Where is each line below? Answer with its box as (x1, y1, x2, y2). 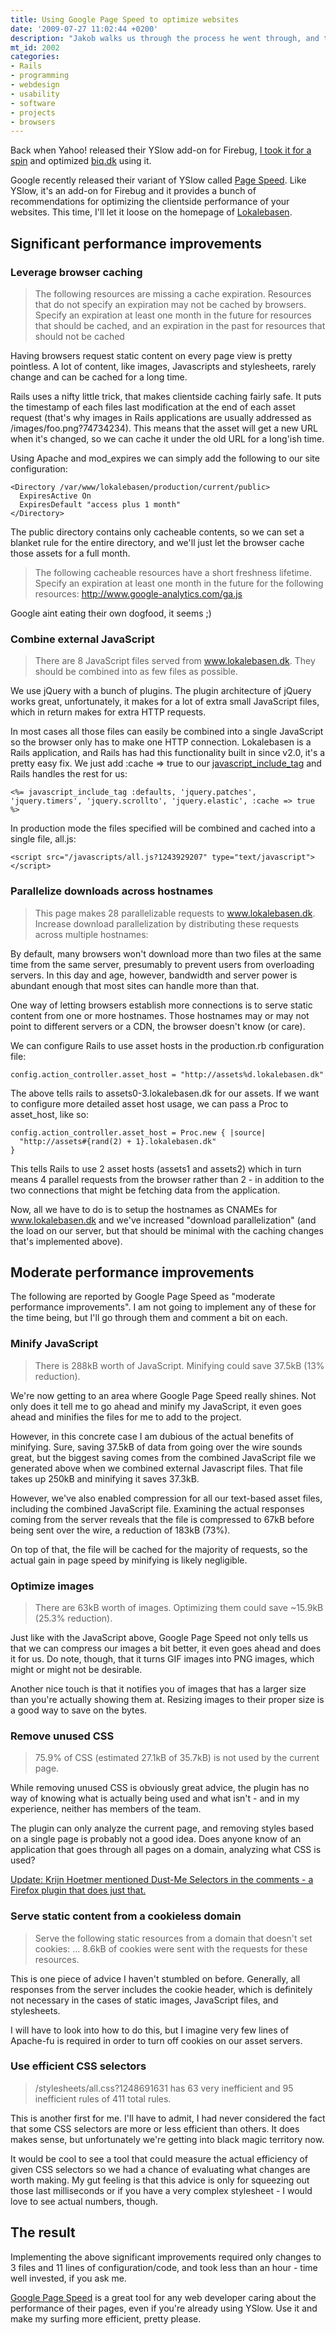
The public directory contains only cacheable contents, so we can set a (10, 526, 305, 538)
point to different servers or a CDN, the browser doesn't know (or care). (10, 1020, 306, 1032)
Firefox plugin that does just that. (10, 1884, 147, 1896)
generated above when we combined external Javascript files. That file (10, 1462, 303, 1474)
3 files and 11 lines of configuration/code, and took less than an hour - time (10, 2261, 318, 2273)
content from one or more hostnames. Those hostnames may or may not (10, 1009, 310, 1021)
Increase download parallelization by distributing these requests (34, 917, 300, 930)
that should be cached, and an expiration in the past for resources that (34, 319, 326, 331)
